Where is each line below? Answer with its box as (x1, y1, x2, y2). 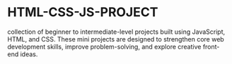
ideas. (20, 50, 38, 58)
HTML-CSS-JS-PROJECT (7, 4, 158, 20)
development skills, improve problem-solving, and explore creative (7, 42, 202, 51)
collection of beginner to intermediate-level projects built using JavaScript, (7, 27, 226, 36)
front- (202, 42, 220, 51)
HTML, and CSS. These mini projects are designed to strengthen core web (7, 34, 224, 43)
